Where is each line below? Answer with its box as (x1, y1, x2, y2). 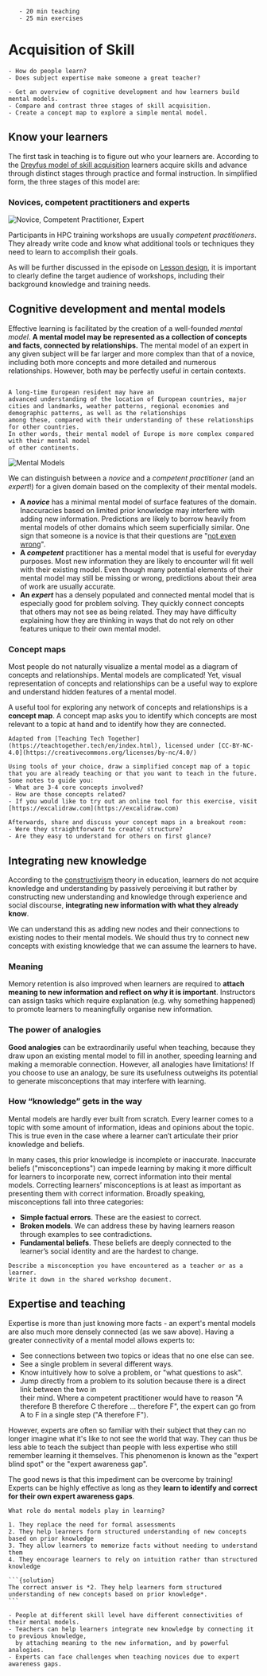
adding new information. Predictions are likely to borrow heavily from (19, 514, 246, 523)
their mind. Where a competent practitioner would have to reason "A (19, 1393, 243, 1402)
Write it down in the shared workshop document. (8, 1275, 172, 1284)
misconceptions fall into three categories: (8, 1197, 145, 1207)
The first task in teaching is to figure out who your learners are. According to (8, 151, 259, 161)
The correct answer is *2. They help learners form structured (8, 1583, 222, 1591)
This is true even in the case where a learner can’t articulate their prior (8, 1130, 238, 1141)
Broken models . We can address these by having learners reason (19, 1221, 235, 1231)
